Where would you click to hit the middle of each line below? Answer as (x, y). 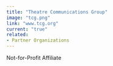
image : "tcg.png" (28, 18)
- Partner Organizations (38, 40)
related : (17, 35)
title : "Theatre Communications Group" (57, 12)
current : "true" (27, 29)
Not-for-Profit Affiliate (34, 58)
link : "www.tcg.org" (33, 23)
